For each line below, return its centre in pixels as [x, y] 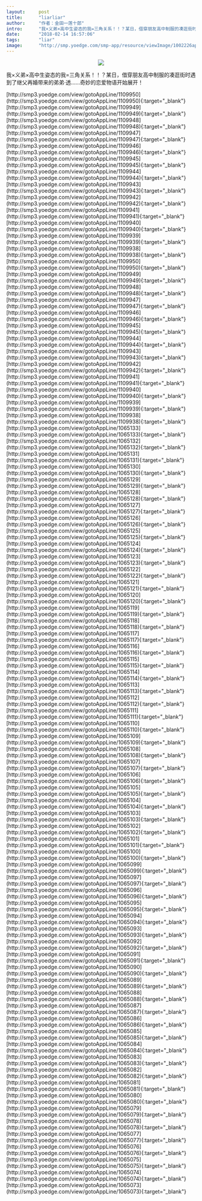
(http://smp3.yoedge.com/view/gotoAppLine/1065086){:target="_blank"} [97, 1025]
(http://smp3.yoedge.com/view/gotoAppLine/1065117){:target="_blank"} [95, 639]
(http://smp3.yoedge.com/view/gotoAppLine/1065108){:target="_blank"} [96, 755]
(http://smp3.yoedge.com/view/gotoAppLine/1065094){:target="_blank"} [97, 922]
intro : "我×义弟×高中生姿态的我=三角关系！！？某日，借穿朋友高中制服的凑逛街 [99, 29]
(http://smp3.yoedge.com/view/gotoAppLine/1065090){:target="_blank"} [97, 973]
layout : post [28, 12]
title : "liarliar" [36, 18]
